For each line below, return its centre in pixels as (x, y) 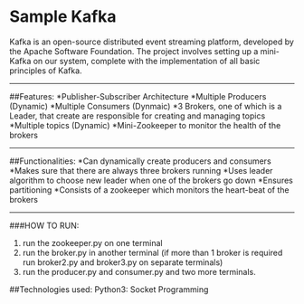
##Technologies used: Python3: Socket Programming (109, 289)
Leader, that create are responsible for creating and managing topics (138, 116)
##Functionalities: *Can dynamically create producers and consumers (140, 161)
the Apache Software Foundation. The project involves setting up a (134, 51)
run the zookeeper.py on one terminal (92, 242)
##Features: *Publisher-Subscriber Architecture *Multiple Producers (138, 96)
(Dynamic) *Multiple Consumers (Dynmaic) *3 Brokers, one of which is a (146, 106)
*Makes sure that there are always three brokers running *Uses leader (141, 170)
